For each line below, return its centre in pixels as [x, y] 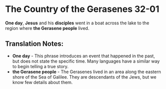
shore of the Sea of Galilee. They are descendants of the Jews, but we [84, 77]
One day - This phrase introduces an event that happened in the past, [83, 56]
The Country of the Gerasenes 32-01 [82, 9]
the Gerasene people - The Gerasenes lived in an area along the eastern [86, 72]
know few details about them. [42, 82]
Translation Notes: [34, 44]
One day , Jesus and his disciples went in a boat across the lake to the [77, 23]
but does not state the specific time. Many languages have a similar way [86, 61]
